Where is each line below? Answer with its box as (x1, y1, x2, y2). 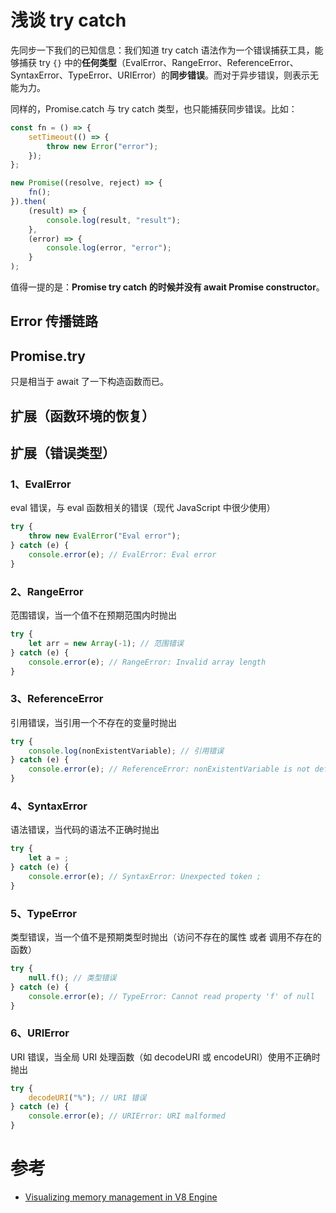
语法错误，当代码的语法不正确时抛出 (10, 824, 160, 836)
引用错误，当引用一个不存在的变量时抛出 (10, 716, 177, 728)
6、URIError (10, 1026, 70, 1040)
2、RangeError (10, 584, 84, 598)
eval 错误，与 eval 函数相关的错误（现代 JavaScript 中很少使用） (10, 502, 276, 514)
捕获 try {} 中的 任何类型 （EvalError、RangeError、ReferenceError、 (18, 56, 299, 68)
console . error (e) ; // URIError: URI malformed (28, 1111, 226, 1121)
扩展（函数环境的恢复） (10, 407, 155, 425)
